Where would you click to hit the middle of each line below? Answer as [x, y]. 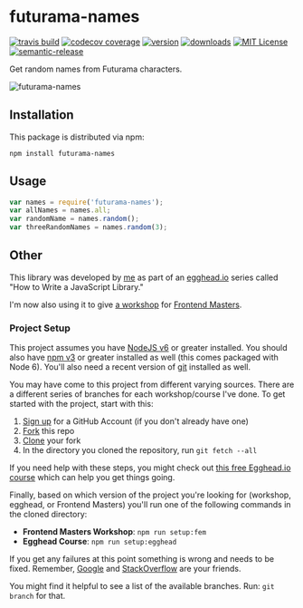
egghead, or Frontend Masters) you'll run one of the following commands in [150, 505]
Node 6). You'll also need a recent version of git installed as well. [130, 367]
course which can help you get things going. [92, 478]
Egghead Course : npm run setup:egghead [99, 542]
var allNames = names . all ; [60, 210]
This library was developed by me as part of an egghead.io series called [144, 277]
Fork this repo [48, 431]
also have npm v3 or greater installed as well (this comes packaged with [144, 357]
